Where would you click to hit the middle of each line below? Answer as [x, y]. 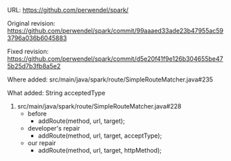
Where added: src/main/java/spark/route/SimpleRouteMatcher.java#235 [110, 79]
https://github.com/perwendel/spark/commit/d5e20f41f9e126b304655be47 [115, 59]
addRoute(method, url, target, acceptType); [100, 135]
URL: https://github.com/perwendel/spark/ [68, 10]
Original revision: [31, 23]
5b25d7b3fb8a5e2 [34, 66]
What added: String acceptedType [56, 93]
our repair [42, 143]
